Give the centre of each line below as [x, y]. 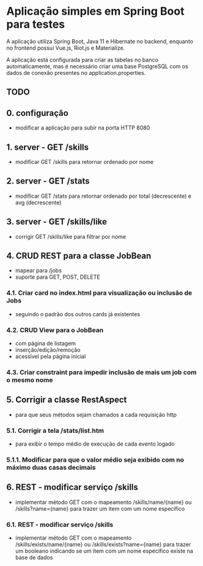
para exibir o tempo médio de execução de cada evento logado [95, 444]
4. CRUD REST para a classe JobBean [79, 256]
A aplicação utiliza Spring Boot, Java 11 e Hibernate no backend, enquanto [100, 41]
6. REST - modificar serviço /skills [72, 487]
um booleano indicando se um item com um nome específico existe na [104, 551]
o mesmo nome [30, 380]
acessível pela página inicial [50, 356]
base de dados [34, 557]
